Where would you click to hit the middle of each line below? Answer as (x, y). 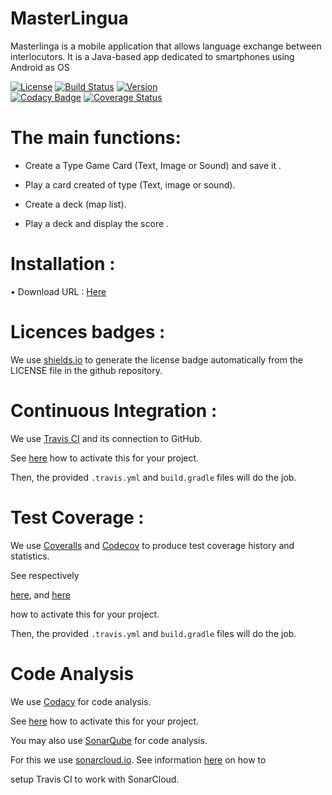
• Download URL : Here (58, 291)
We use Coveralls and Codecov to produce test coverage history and (152, 545)
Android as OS (40, 67)
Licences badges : (88, 332)
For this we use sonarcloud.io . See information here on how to (138, 759)
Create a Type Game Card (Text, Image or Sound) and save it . (153, 165)
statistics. (30, 556)
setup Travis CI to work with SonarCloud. (95, 779)
